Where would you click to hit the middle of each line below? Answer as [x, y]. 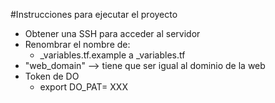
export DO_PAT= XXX [83, 87]
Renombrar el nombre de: [77, 44]
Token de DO [52, 76]
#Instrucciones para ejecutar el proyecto [94, 14]
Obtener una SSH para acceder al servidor [112, 33]
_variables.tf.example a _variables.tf [112, 55]
